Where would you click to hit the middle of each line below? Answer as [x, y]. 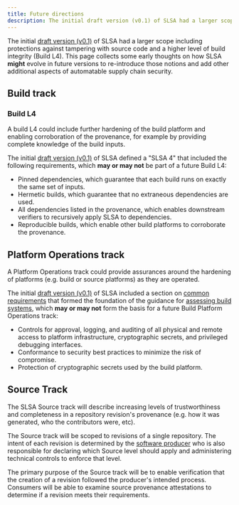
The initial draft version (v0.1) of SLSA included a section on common [108, 293]
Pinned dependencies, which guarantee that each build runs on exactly [122, 179]
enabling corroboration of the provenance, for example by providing [107, 137]
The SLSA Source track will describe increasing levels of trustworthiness [114, 407]
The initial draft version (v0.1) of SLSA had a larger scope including [105, 41]
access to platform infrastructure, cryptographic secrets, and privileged [123, 337]
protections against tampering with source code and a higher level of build [116, 48]
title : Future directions [46, 14]
